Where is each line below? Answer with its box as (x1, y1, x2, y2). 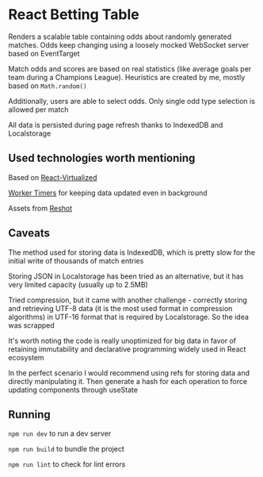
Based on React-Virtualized (8, 172, 97, 182)
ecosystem (8, 352, 45, 362)
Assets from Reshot (8, 203, 73, 213)
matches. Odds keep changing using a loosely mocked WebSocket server (8, 40, 250, 49)
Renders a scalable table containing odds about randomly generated (8, 32, 232, 41)
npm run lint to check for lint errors (8, 460, 126, 469)
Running (8, 407, 51, 421)
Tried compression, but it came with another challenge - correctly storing (8, 295, 248, 305)
